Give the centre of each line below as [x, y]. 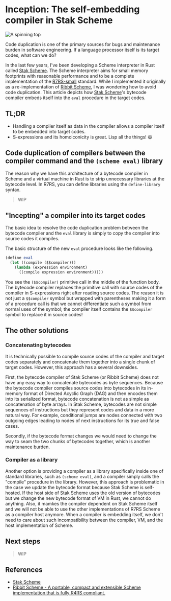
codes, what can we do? [31, 55]
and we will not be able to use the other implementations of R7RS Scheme [83, 509]
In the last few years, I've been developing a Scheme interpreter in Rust [80, 65]
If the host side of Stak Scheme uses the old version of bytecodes [91, 493]
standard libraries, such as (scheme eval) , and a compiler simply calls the [82, 476]
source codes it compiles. [32, 239]
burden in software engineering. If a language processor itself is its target [82, 50]
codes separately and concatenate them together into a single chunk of [80, 362]
